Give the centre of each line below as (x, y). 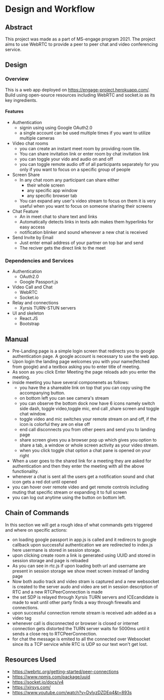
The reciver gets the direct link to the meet (63, 248)
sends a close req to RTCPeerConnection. (55, 634)
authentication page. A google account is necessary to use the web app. (86, 356)
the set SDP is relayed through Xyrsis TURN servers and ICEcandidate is (85, 597)
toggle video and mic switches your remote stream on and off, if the (88, 419)
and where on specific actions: (36, 530)
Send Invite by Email (33, 237)
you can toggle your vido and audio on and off (66, 159)
